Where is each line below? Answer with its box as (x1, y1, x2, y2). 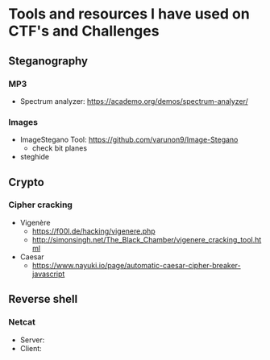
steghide (19, 152, 50, 162)
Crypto (8, 175, 44, 189)
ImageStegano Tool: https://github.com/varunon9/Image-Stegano (19, 134, 239, 145)
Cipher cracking (8, 199, 73, 210)
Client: (19, 343, 42, 353)
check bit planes (31, 143, 87, 153)
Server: (19, 335, 45, 345)
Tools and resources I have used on (8, 5, 250, 23)
